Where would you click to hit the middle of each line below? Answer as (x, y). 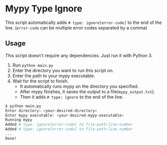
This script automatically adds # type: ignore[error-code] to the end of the (83, 22)
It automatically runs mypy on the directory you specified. (79, 86)
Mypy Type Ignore (44, 9)
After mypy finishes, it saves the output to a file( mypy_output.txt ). (87, 91)
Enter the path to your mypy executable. (54, 76)
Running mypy (19, 120)
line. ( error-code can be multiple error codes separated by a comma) (76, 27)
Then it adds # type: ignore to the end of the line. (72, 97)
